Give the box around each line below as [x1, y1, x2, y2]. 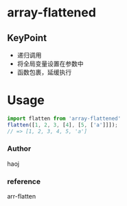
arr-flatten [7, 192, 36, 201]
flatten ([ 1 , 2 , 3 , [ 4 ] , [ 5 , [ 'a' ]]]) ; [7, 121, 118, 128]
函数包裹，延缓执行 [16, 68, 72, 76]
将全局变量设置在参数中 [16, 60, 84, 68]
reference [7, 177, 41, 186]
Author [7, 144, 32, 153]
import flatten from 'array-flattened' [7, 115, 122, 122]
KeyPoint [7, 32, 47, 44]
